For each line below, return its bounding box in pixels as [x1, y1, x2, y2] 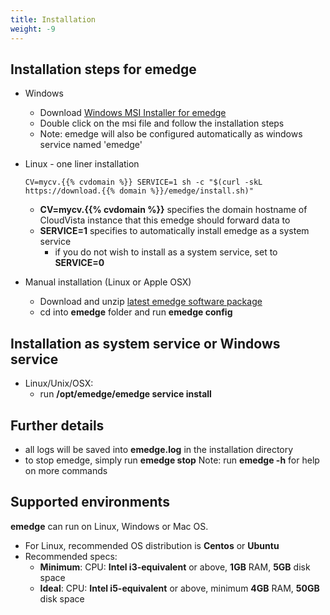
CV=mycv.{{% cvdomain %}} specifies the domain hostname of [39, 204, 308, 216]
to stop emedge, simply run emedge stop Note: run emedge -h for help [24, 454, 320, 466]
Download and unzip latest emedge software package [39, 296, 263, 308]
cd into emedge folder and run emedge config [39, 306, 233, 318]
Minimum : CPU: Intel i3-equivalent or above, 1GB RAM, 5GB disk [39, 561, 311, 573]
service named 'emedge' [39, 139, 143, 151]
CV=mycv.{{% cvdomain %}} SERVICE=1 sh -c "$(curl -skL [24, 177, 263, 188]
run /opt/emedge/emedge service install [39, 388, 212, 400]
